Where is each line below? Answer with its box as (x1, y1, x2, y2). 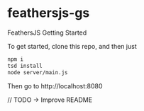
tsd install (7, 62, 43, 69)
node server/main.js (7, 69, 69, 76)
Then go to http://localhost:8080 (7, 81, 103, 90)
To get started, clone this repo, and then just (7, 42, 137, 50)
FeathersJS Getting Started (7, 28, 87, 37)
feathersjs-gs (7, 5, 90, 21)
